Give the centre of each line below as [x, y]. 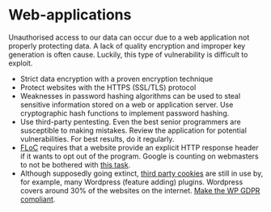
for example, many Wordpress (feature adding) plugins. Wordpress [131, 182]
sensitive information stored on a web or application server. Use [127, 104]
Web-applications [70, 15]
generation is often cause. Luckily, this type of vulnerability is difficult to [128, 54]
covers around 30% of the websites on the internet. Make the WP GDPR [140, 190]
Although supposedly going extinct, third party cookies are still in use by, [142, 173]
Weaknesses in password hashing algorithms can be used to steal [130, 95]
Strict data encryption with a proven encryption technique [116, 78]
